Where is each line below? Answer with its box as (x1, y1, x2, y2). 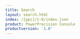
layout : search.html (5, 12, 49, 17)
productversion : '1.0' (5, 26, 53, 31)
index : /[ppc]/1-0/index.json (5, 17, 69, 22)
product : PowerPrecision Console (5, 21, 75, 27)
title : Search (5, 7, 35, 13)
